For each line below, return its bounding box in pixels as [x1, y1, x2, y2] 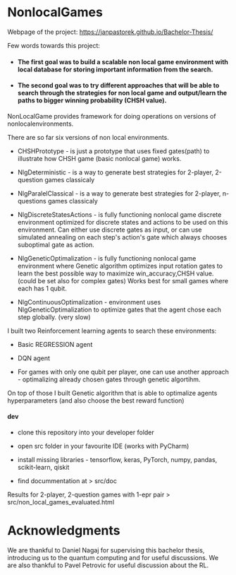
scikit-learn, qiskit [17, 463, 70, 471]
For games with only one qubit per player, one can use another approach [17, 367, 229, 376]
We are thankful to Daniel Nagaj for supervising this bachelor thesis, [7, 545, 205, 555]
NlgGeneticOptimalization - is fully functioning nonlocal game [17, 254, 197, 262]
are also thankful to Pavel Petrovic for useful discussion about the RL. [7, 561, 209, 569]
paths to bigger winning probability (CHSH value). [17, 96, 167, 105]
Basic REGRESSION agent [17, 340, 93, 348]
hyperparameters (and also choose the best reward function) [7, 396, 185, 405]
